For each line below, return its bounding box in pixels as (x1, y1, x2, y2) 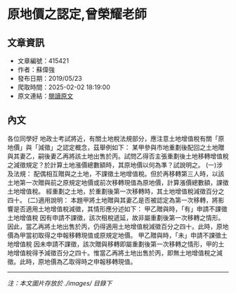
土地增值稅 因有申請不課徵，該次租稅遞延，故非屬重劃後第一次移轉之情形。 (7, 213, 225, 222)
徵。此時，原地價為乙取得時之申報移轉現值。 (7, 257, 137, 266)
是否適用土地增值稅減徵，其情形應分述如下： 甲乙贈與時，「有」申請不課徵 (13, 205, 228, 213)
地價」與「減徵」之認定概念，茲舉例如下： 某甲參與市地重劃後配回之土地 (7, 143, 218, 151)
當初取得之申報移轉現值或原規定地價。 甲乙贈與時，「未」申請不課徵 (25, 231, 221, 239)
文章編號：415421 (17, 57, 69, 65)
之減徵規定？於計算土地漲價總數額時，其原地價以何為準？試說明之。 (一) (7, 160, 217, 169)
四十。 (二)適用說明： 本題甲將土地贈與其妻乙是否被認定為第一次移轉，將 (7, 196, 219, 204)
